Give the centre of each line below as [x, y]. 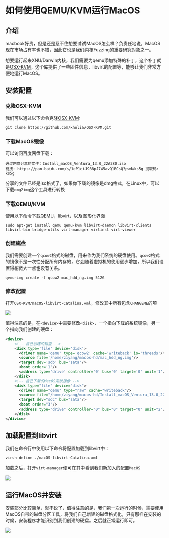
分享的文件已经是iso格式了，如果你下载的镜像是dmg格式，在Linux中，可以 [82, 183]
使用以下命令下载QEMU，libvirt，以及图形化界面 [55, 216]
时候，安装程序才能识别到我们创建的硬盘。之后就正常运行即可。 [71, 521]
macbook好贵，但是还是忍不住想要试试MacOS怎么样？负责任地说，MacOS [83, 44]
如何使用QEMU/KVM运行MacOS [73, 10]
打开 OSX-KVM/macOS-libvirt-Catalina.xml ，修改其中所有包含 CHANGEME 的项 [81, 303]
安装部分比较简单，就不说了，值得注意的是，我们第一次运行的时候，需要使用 [84, 508]
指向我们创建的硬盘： [31, 329]
